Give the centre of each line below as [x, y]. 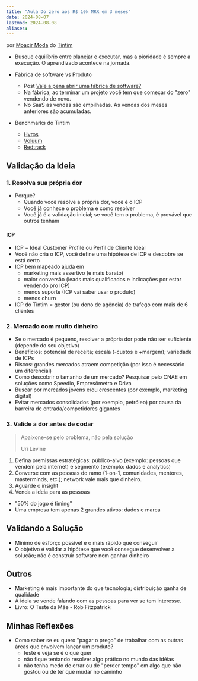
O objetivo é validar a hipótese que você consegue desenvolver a [95, 549]
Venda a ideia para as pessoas [52, 492]
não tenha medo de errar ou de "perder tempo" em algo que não [103, 666]
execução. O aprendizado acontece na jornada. [73, 63]
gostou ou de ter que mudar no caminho [73, 672]
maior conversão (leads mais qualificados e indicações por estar [103, 280]
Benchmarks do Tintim [42, 123]
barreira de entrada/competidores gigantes [67, 409]
